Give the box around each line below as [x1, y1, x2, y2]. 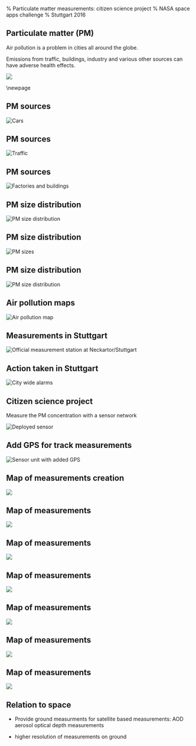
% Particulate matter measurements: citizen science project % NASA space [6, 5, 190, 12]
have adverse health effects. [6, 61, 76, 68]
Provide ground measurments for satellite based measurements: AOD [14, 715, 184, 722]
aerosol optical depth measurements [14, 722, 104, 729]
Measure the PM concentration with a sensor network [6, 411, 137, 418]
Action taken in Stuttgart [6, 363, 99, 374]
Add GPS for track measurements [6, 440, 132, 450]
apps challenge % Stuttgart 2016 [6, 11, 86, 18]
